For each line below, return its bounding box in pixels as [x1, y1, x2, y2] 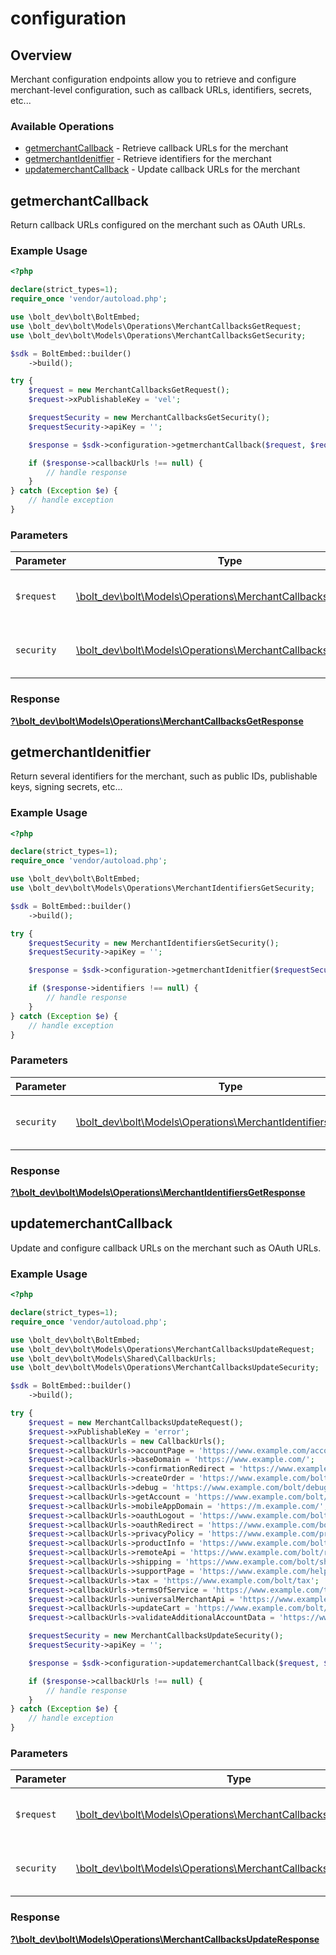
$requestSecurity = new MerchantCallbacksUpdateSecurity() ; [28, 1631, 284, 1641]
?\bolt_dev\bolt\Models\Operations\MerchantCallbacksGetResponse [10, 715, 304, 727]
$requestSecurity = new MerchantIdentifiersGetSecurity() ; [28, 938, 280, 948]
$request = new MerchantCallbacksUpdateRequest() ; [28, 1417, 244, 1427]
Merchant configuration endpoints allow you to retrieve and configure [10, 73, 297, 85]
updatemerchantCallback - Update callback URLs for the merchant [24, 163, 300, 176]
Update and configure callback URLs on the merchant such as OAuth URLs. [10, 1242, 322, 1254]
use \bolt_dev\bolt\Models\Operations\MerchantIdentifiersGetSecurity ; [10, 883, 315, 894]
